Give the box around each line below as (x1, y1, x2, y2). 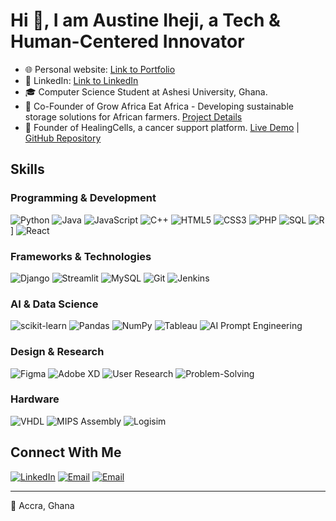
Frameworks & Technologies (10, 249, 152, 263)
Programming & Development (10, 191, 157, 205)
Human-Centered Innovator (10, 30, 245, 53)
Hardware (10, 392, 60, 406)
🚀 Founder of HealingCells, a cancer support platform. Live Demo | (24, 121, 300, 133)
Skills (10, 161, 45, 178)
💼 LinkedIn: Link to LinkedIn (24, 74, 139, 86)
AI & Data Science (10, 297, 99, 311)
